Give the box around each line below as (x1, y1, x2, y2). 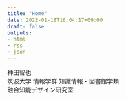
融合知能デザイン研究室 (7, 86, 74, 94)
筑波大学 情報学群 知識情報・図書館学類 (7, 77, 119, 85)
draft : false (7, 23, 45, 30)
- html (7, 36, 26, 43)
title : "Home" (7, 10, 48, 17)
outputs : (7, 29, 32, 37)
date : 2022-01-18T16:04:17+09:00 (7, 17, 103, 23)
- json (7, 49, 26, 56)
